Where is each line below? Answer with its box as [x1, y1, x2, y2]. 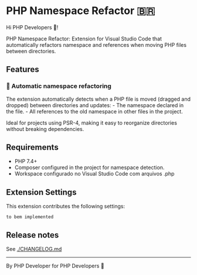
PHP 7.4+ [14, 158, 38, 165]
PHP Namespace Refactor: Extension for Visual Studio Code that [6, 35, 162, 42]
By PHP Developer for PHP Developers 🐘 [6, 262, 104, 270]
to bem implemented [6, 214, 54, 220]
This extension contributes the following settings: [6, 203, 125, 210]
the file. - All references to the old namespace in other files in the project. [6, 108, 183, 115]
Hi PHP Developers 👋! [6, 23, 59, 30]
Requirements [6, 142, 59, 153]
